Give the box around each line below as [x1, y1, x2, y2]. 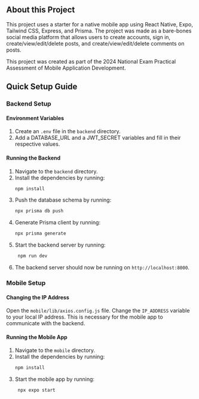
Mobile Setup [6, 278, 46, 287]
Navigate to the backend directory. [14, 167, 98, 175]
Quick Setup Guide [6, 82, 78, 92]
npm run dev [17, 253, 48, 259]
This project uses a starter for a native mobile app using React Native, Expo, [6, 20, 193, 28]
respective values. [14, 140, 60, 148]
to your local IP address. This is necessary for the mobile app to [6, 313, 163, 320]
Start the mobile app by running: [14, 376, 94, 383]
